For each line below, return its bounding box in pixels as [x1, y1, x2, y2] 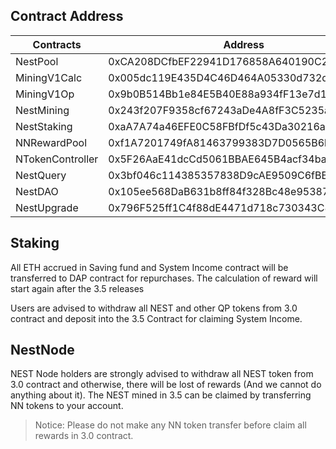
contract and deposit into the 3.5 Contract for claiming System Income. [10, 312, 303, 324]
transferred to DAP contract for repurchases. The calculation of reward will [10, 272, 318, 284]
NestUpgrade [15, 200, 79, 214]
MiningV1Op [15, 87, 75, 101]
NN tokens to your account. [10, 400, 124, 412]
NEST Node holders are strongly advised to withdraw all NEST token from [10, 368, 314, 380]
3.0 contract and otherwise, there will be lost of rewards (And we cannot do [10, 379, 322, 391]
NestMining [15, 103, 70, 117]
